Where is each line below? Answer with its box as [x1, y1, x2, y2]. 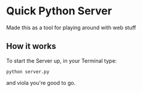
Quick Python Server [6, 4, 112, 18]
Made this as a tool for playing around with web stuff [6, 24, 137, 31]
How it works [6, 41, 56, 51]
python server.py [6, 69, 50, 75]
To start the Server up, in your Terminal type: [6, 57, 117, 64]
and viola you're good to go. [6, 79, 76, 86]
